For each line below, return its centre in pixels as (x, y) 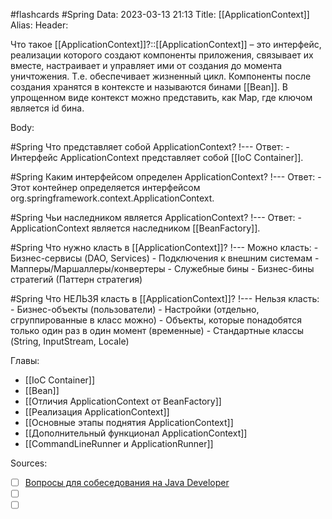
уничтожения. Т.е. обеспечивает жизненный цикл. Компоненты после (161, 76)
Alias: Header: (39, 25)
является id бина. (47, 108)
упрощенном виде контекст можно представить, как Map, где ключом (161, 97)
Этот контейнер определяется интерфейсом (105, 187)
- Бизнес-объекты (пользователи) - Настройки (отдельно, (135, 309)
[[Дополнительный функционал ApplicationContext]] (136, 433)
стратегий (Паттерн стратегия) (76, 279)
